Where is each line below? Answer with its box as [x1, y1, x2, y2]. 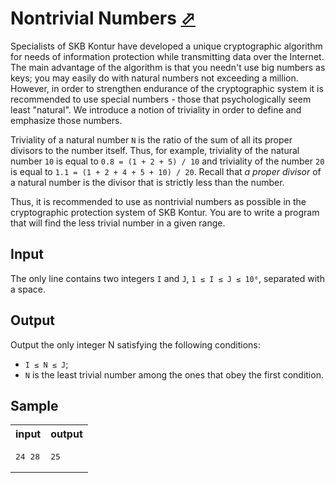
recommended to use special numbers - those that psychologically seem [10, 93, 312, 105]
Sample [10, 397, 59, 414]
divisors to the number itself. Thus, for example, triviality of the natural [10, 144, 300, 156]
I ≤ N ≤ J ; [24, 358, 69, 370]
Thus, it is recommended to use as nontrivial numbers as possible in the [10, 195, 307, 207]
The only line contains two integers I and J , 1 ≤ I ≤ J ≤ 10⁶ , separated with [10, 272, 325, 284]
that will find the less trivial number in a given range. [10, 217, 226, 229]
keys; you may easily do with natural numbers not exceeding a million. [10, 72, 299, 84]
